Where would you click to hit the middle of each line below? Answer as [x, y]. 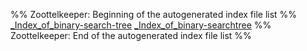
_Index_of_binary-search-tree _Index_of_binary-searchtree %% [141, 25]
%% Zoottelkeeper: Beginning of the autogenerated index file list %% [154, 14]
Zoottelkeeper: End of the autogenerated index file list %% [131, 35]
